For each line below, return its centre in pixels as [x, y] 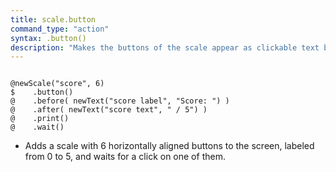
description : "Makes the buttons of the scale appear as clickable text [165, 47]
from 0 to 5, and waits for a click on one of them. [125, 157]
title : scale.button [53, 19]
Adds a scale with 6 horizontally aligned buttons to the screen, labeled [169, 146]
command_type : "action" [60, 29]
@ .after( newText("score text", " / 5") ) [109, 110]
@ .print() [40, 119]
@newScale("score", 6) [57, 84]
